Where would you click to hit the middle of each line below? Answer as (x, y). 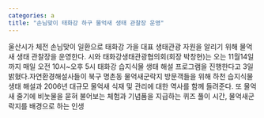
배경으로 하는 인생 (57, 106)
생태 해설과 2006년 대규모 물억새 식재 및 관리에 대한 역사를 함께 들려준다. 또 (125, 86)
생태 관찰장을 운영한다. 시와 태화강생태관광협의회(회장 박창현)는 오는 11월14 (132, 56)
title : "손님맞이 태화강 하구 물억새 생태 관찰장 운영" (86, 23)
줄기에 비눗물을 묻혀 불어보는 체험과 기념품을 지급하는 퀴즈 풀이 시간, (122, 96)
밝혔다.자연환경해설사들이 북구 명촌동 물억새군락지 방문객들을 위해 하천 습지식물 (131, 76)
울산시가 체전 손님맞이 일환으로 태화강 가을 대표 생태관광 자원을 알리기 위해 (123, 46)
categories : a (32, 15)
